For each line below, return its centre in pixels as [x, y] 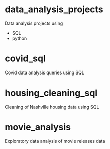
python [20, 38]
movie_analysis [38, 127]
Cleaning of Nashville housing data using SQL [52, 107]
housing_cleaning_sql [51, 93]
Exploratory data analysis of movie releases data [55, 141]
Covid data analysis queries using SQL [45, 72]
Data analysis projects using [34, 23]
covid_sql [25, 59]
